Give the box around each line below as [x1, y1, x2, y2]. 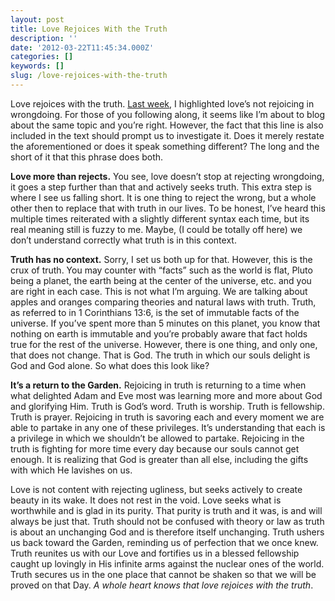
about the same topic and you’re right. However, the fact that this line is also [10, 119, 324, 131]
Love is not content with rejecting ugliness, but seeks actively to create [10, 483, 303, 495]
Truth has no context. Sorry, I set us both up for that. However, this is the [10, 253, 313, 265]
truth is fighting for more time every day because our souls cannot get [10, 442, 300, 455]
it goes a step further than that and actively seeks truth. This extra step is [10, 181, 312, 193]
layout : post [10, 14, 65, 25]
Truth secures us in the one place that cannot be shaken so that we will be [10, 568, 317, 580]
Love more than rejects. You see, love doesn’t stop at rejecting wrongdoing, [10, 170, 325, 182]
